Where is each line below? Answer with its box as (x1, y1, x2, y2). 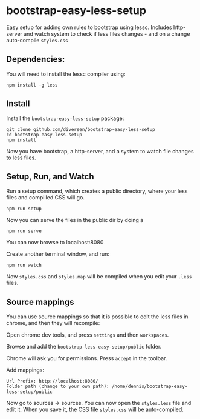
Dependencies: (6, 54, 65, 64)
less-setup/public (6, 389, 53, 395)
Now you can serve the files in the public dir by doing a (6, 216, 144, 224)
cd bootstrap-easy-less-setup (6, 132, 83, 138)
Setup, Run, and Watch (6, 171, 95, 182)
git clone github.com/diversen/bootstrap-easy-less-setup (6, 126, 155, 132)
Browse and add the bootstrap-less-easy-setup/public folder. (6, 343, 162, 350)
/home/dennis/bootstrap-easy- (111, 383, 188, 390)
